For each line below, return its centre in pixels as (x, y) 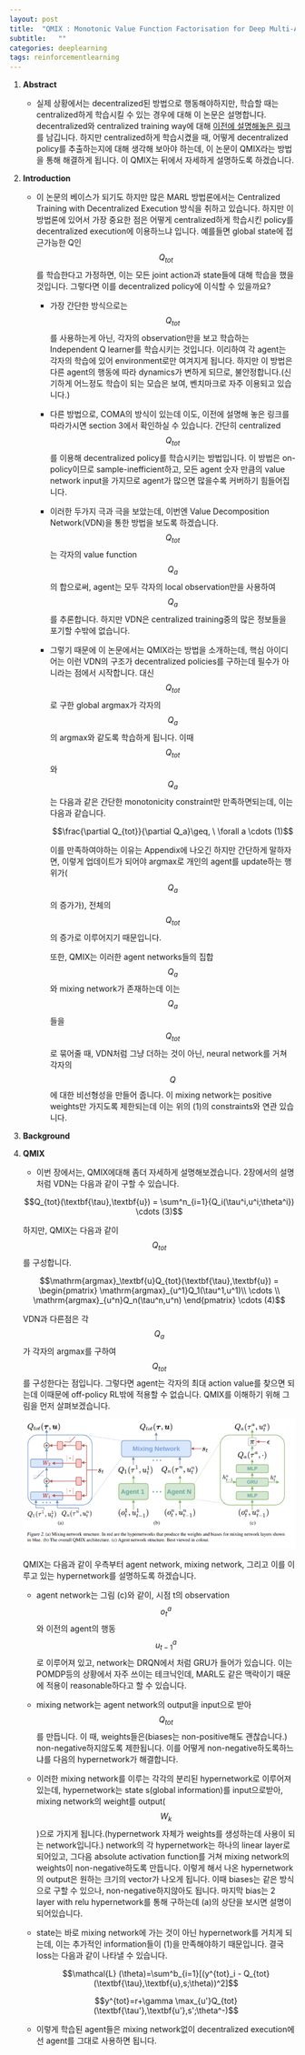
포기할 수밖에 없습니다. (90, 630)
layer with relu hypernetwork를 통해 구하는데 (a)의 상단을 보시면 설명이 (164, 1902)
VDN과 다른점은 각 (55, 1318)
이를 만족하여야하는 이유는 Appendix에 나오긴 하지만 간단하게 (158, 850)
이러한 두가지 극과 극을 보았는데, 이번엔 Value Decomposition (159, 511)
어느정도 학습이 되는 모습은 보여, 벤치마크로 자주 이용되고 (174, 383)
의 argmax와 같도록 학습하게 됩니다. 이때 (122, 737)
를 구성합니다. (47, 1262)
